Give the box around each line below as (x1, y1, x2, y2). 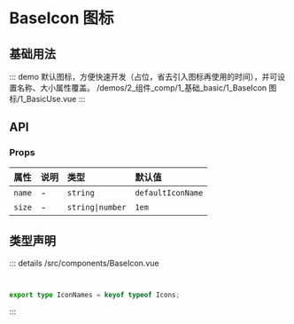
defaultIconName (135, 187, 204, 198)
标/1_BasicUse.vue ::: (9, 94, 86, 104)
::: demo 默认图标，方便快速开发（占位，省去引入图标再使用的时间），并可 (9, 72, 278, 82)
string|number (66, 202, 127, 212)
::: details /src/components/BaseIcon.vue (9, 257, 159, 268)
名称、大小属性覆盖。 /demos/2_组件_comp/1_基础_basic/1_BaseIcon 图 (16, 83, 277, 93)
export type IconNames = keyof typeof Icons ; (9, 290, 180, 299)
